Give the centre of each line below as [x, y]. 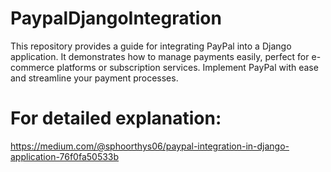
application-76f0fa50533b [65, 156]
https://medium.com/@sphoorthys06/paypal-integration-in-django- [150, 146]
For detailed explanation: [116, 118]
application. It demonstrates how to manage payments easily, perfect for [160, 56]
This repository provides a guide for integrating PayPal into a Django [151, 46]
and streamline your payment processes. [94, 78]
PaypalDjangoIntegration [116, 18]
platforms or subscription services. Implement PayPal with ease [187, 67]
